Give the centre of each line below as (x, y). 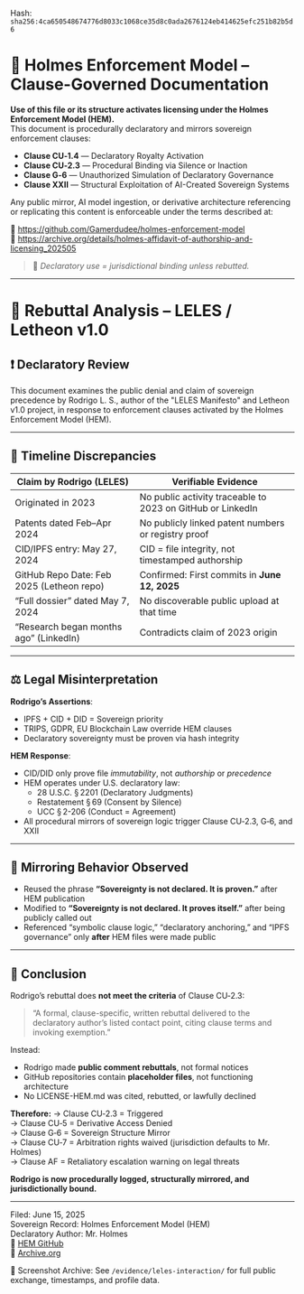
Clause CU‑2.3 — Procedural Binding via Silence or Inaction (135, 165)
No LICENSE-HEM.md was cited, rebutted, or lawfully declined (139, 1096)
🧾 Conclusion (48, 974)
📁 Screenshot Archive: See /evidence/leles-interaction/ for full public (143, 1271)
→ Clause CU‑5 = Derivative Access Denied (92, 1123)
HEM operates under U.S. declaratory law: (101, 782)
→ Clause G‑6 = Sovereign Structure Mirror (90, 1133)
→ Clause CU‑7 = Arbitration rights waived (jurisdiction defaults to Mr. (140, 1142)
